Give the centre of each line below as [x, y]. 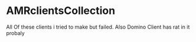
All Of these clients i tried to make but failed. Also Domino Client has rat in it [98, 27]
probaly [15, 33]
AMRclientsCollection [61, 11]
